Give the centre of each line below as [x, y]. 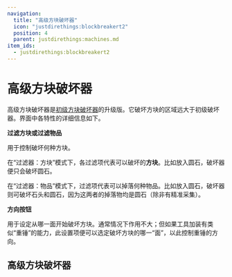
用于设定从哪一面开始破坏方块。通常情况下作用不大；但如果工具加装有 [107, 224]
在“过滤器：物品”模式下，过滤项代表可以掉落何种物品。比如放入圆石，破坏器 [116, 185]
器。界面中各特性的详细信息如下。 [56, 118]
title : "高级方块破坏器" [46, 20]
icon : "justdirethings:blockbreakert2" [71, 26]
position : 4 [31, 33]
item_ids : [21, 46]
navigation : [24, 14]
